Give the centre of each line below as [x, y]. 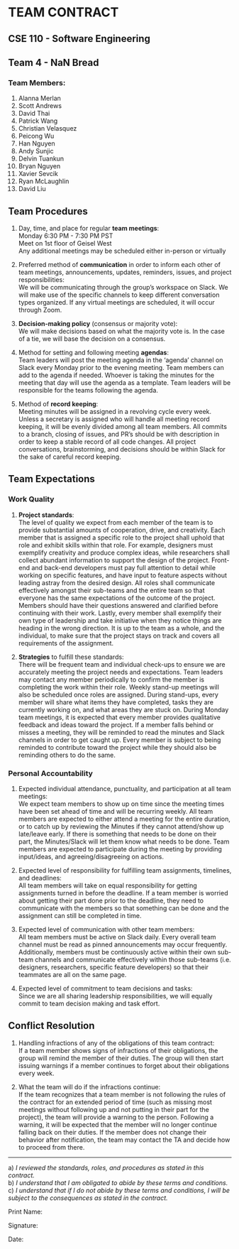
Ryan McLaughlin [44, 181]
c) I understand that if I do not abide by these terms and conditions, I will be [119, 1190]
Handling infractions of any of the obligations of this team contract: [116, 1043]
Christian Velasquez [48, 129]
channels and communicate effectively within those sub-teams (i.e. [133, 960]
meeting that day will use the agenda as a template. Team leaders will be [124, 383]
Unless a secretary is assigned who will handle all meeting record [114, 419]
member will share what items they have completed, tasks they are [116, 702]
